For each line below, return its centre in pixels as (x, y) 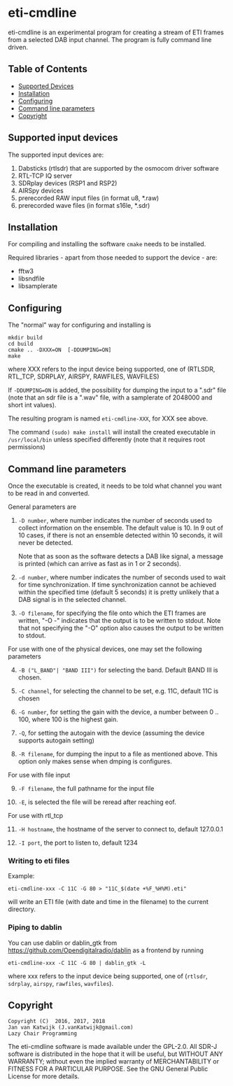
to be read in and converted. (49, 493)
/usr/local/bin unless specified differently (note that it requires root (107, 439)
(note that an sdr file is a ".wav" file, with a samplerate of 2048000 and (110, 397)
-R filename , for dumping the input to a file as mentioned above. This (118, 754)
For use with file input (39, 775)
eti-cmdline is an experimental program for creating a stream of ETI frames (116, 32)
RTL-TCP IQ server (45, 176)
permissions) (27, 447)
